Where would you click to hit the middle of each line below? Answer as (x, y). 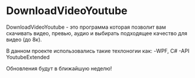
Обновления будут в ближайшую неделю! (59, 68)
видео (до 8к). (24, 39)
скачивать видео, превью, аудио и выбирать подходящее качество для (97, 33)
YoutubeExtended (28, 57)
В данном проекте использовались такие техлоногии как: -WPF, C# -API (98, 50)
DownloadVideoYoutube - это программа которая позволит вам (86, 27)
